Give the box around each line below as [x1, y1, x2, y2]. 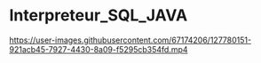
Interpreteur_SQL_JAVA [9, 5, 188, 26]
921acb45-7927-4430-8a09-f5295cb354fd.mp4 [9, 43, 188, 54]
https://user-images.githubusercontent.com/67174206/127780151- [9, 35, 251, 45]
